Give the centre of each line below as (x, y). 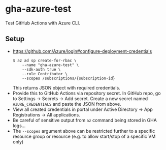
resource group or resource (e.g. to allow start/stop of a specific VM (84, 136)
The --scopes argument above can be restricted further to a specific (84, 131)
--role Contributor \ (45, 74)
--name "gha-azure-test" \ (51, 65)
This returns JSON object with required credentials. (66, 87)
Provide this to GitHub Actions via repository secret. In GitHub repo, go (87, 93)
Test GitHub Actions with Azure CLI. (43, 23)
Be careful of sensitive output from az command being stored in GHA (85, 120)
